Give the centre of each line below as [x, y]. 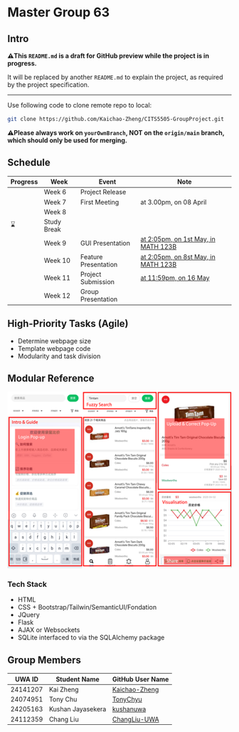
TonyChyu [127, 699]
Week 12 [57, 296]
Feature [92, 256]
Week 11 [57, 278]
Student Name [78, 679]
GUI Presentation [105, 243]
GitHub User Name [140, 679]
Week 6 [55, 192]
